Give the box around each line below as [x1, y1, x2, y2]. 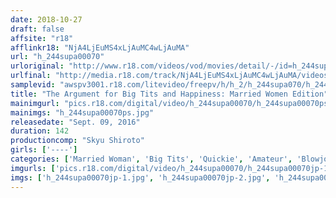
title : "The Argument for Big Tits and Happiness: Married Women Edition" [10, 89, 329, 99]
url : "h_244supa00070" [10, 52, 105, 62]
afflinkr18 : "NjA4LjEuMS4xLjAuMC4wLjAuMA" [10, 42, 190, 53]
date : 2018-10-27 [10, 14, 83, 25]
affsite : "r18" [10, 33, 74, 43]
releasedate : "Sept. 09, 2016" [10, 117, 141, 127]
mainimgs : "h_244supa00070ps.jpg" [10, 107, 155, 118]
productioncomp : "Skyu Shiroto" [10, 136, 145, 146]
